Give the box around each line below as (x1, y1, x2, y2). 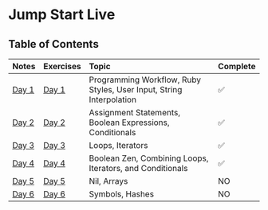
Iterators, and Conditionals (89, 163, 188, 173)
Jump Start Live (8, 6, 116, 24)
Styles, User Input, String (89, 84, 183, 95)
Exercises (43, 61, 81, 72)
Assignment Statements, (89, 107, 181, 118)
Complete (218, 61, 256, 72)
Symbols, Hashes (89, 189, 154, 200)
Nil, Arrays (89, 176, 128, 186)
